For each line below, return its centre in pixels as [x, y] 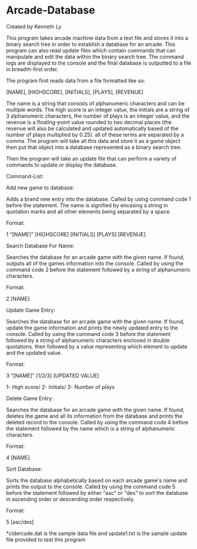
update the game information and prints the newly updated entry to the [92, 328]
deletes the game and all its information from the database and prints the [94, 416]
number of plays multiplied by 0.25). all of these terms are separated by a [95, 134]
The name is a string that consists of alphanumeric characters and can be [96, 103]
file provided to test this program [46, 540]
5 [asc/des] [20, 522]
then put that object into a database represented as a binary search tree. [94, 147]
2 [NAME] [18, 298]
